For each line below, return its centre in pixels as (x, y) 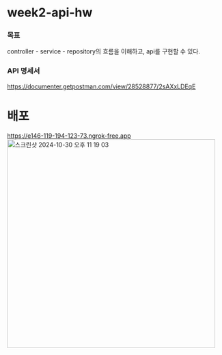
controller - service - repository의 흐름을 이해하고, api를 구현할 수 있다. (103, 51)
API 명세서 (24, 71)
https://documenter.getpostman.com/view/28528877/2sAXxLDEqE (101, 86)
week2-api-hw (50, 13)
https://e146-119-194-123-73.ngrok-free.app (69, 136)
